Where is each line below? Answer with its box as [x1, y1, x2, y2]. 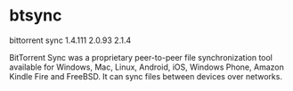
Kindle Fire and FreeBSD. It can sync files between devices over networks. [9, 70, 283, 81]
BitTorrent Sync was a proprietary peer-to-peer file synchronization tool [9, 52, 273, 62]
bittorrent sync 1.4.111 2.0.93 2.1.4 [9, 35, 132, 45]
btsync [9, 5, 62, 26]
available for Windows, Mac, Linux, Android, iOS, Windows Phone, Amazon [9, 62, 285, 72]
